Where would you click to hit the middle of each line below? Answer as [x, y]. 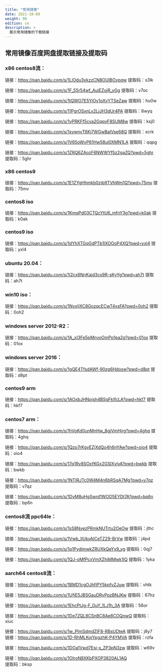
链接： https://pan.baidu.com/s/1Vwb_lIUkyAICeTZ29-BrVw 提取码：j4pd [78, 538]
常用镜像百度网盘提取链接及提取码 [56, 53]
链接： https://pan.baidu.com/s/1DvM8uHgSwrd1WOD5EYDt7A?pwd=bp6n [79, 497]
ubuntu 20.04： [24, 263]
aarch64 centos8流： [31, 573]
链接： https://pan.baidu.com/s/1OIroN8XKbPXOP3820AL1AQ [66, 658]
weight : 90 [16, 19]
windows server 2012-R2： [38, 326]
